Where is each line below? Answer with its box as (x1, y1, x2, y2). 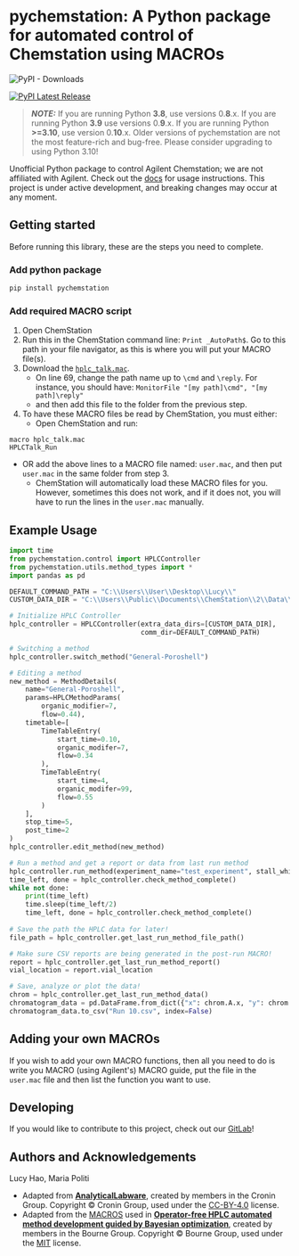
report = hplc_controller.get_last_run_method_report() (9, 957, 221, 966)
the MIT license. (21, 1237, 82, 1249)
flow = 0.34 (56, 751, 93, 760)
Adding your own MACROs (9, 1031, 160, 1047)
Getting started (9, 218, 96, 233)
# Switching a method (9, 644, 90, 653)
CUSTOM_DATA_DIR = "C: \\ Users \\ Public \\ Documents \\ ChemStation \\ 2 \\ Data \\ (9, 595, 293, 604)
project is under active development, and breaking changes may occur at (9, 182, 278, 193)
